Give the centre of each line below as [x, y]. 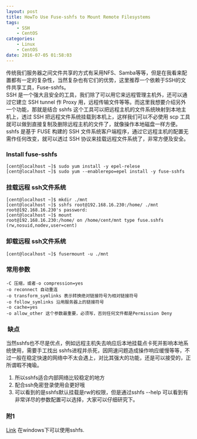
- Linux [26, 45]
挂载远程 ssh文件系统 [36, 187]
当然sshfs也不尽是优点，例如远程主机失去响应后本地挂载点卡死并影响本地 [95, 343]
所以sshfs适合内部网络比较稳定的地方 [60, 378]
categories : [21, 39]
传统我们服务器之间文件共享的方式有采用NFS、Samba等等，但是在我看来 [94, 72]
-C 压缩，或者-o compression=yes [45, 283]
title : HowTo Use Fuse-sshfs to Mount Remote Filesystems [78, 17]
